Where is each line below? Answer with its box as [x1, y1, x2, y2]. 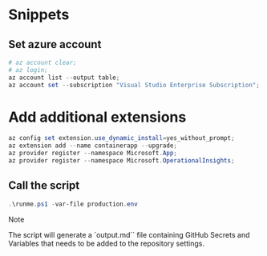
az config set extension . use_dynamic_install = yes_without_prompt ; [8, 134, 235, 142]
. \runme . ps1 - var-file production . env [8, 200, 138, 208]
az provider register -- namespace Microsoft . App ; [8, 150, 178, 158]
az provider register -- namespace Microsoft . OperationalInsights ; [8, 157, 235, 165]
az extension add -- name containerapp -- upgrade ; [8, 142, 178, 150]
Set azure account [8, 38, 102, 51]
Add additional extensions [8, 108, 187, 126]
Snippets [8, 6, 70, 24]
